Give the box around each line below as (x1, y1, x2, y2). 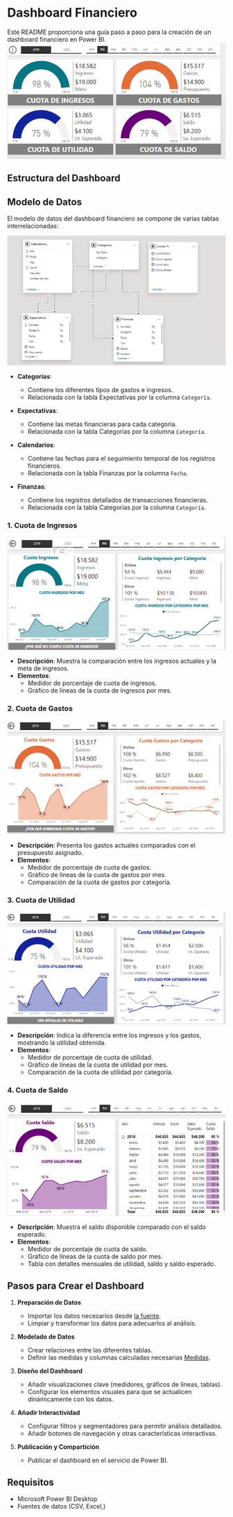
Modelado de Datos (17, 1332, 75, 1341)
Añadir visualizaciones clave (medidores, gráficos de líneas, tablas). (27, 1380, 223, 1389)
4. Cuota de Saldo (7, 1085, 69, 1095)
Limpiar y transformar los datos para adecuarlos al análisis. (27, 1319, 197, 1328)
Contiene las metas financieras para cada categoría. (27, 420, 178, 428)
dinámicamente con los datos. (27, 1395, 114, 1403)
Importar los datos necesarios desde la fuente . (27, 1312, 162, 1320)
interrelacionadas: (7, 222, 59, 230)
